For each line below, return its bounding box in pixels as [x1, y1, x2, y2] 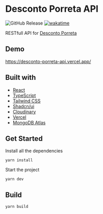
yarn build [5, 204, 29, 209]
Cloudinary [12, 109, 36, 115]
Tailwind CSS [12, 98, 41, 104]
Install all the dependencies [5, 148, 63, 154]
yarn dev [5, 177, 24, 182]
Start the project [5, 167, 40, 173]
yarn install [5, 158, 33, 163]
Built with [5, 73, 36, 82]
